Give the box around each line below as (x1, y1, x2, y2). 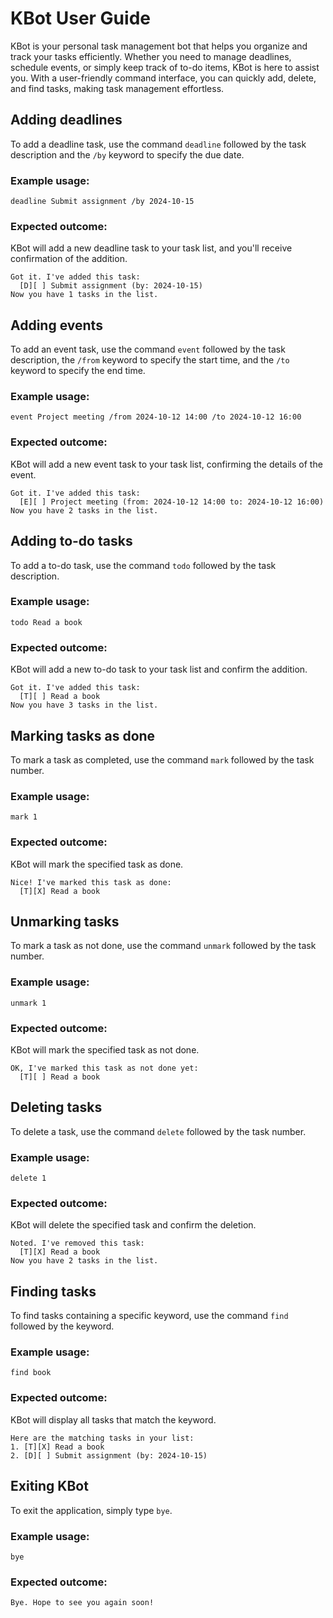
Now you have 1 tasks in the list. (10, 290, 159, 300)
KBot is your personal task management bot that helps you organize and (10, 40, 308, 52)
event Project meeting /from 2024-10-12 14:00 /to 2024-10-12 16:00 (10, 412, 302, 422)
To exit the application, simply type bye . (10, 1504, 173, 1516)
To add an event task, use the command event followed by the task (10, 343, 286, 356)
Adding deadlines (10, 112, 123, 129)
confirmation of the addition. (10, 253, 128, 265)
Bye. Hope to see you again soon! (10, 1598, 155, 1608)
